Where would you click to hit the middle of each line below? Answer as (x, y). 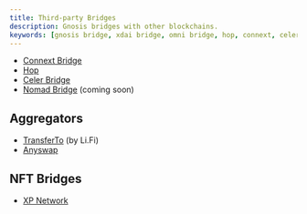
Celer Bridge (47, 80)
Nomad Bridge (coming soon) (78, 90)
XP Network (45, 200)
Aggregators (47, 118)
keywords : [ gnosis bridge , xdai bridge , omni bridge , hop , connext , (143, 35)
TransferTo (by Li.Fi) (60, 140)
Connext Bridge (52, 61)
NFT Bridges (46, 178)
